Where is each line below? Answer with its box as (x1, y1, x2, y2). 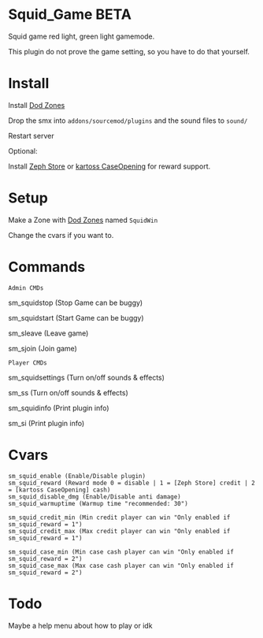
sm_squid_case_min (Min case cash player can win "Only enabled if (8, 547, 235, 556)
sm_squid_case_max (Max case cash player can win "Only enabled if (8, 562, 235, 569)
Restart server (8, 131, 54, 140)
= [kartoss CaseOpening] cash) (8, 486, 111, 494)
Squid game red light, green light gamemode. (8, 32, 155, 41)
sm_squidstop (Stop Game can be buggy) (8, 298, 143, 307)
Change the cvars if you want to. (8, 230, 114, 239)
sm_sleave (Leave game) (8, 328, 89, 338)
